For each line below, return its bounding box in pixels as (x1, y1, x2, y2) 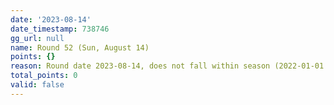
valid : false (10, 80, 65, 90)
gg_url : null (10, 33, 65, 43)
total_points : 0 (10, 71, 78, 81)
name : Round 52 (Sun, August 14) (10, 42, 150, 53)
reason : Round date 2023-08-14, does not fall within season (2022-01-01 (10, 61, 325, 71)
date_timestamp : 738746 (10, 24, 110, 34)
